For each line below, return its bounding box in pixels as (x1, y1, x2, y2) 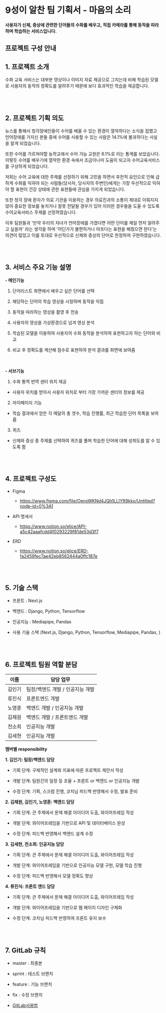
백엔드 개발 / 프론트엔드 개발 (26, 714, 88, 721)
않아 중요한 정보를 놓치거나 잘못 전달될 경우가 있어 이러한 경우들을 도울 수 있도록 (5, 203, 160, 209)
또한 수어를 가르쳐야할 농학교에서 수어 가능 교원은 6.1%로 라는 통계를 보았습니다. (5, 151, 160, 157)
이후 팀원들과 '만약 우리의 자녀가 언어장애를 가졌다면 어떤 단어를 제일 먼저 (5, 220, 147, 226)
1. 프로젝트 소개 (5, 63, 50, 71)
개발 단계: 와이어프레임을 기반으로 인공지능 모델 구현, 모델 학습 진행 (12, 862, 142, 868)
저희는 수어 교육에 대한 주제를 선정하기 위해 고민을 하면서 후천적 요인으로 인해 (5, 173, 155, 179)
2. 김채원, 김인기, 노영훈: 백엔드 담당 (5, 799, 75, 805)
